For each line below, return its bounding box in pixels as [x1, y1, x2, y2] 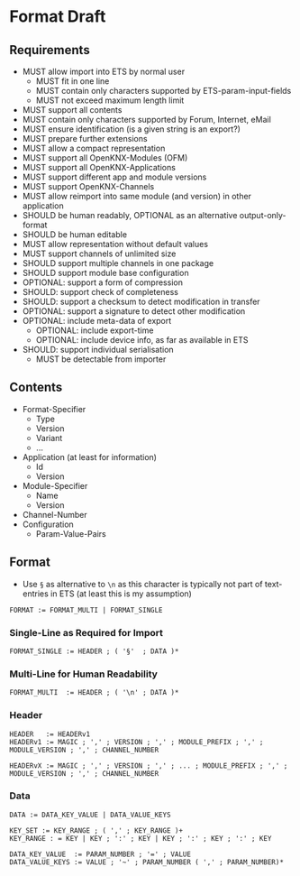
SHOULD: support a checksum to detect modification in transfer [22, 296, 260, 307]
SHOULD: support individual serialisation [22, 345, 174, 355]
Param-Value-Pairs [35, 528, 106, 539]
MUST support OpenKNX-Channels [22, 181, 155, 191]
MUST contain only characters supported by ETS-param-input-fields [35, 86, 292, 96]
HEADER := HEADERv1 [9, 729, 91, 739]
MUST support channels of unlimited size [22, 248, 177, 259]
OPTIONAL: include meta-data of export [22, 316, 172, 326]
